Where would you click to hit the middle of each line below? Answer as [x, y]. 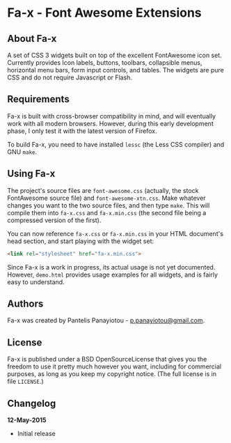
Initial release [36, 433]
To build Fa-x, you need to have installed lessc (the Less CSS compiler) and [116, 144]
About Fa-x [32, 39]
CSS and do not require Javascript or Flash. [70, 77]
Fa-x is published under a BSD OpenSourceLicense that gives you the [107, 359]
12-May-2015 [27, 420]
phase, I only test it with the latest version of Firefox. [82, 131]
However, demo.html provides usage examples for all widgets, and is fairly [112, 274]
